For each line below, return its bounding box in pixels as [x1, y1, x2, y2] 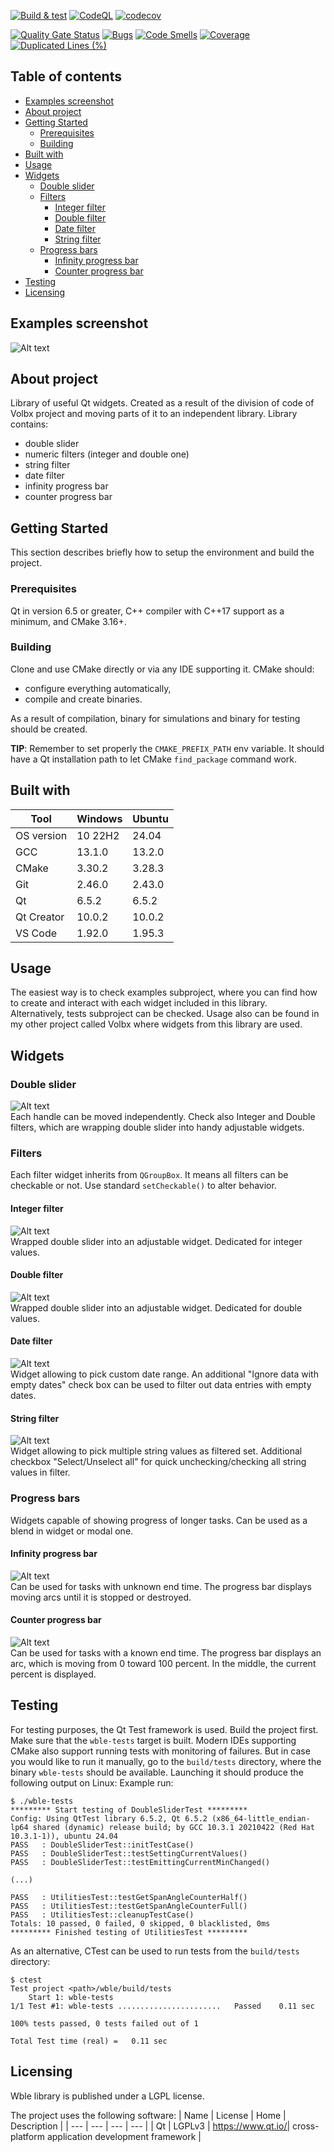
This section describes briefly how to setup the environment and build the [10, 546, 315, 559]
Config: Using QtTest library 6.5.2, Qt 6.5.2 [10, 1813, 208, 1824]
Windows [76, 811, 123, 825]
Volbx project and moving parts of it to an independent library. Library [10, 408, 298, 420]
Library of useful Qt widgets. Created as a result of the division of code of [10, 397, 315, 409]
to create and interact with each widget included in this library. [10, 997, 268, 1009]
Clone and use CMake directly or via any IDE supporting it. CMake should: [10, 663, 315, 675]
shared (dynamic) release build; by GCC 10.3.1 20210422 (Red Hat [32, 1822, 315, 1832]
